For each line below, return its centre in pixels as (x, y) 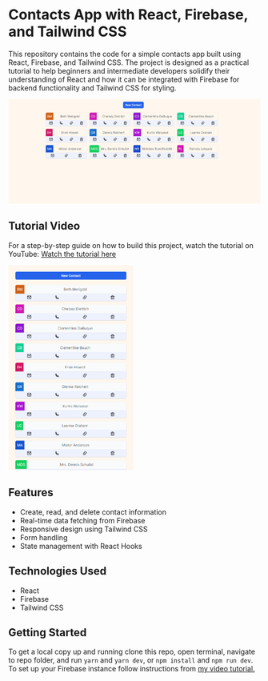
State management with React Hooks (81, 546)
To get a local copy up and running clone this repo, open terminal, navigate (132, 652)
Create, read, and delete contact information (93, 512)
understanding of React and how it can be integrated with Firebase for (124, 79)
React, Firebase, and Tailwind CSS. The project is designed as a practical (129, 62)
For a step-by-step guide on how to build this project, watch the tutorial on (131, 245)
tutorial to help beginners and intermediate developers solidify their (119, 70)
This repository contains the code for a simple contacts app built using (125, 54)
